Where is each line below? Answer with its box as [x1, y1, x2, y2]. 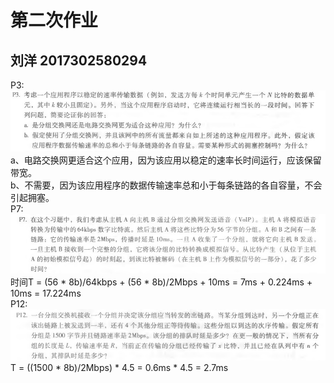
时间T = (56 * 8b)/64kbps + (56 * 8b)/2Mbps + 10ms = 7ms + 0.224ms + [10, 276, 313, 288]
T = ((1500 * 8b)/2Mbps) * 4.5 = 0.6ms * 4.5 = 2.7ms [10, 361, 229, 373]
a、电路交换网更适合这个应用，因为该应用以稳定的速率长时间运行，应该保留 [10, 154, 322, 166]
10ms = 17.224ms [10, 287, 82, 299]
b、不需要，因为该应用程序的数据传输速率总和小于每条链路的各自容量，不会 [10, 179, 323, 191]
